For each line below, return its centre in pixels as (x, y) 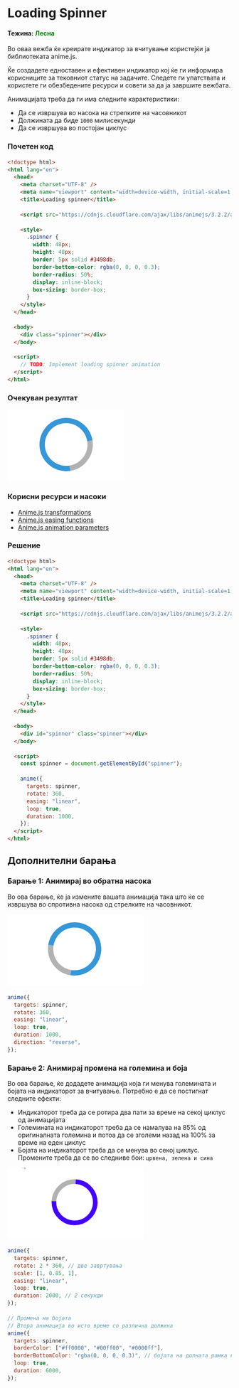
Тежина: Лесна (31, 33)
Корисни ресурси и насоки (57, 497)
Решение (24, 545)
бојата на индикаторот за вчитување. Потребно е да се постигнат (108, 1091)
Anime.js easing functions (55, 520)
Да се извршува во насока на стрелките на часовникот (102, 113)
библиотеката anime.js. (42, 57)
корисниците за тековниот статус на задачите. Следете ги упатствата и (117, 78)
